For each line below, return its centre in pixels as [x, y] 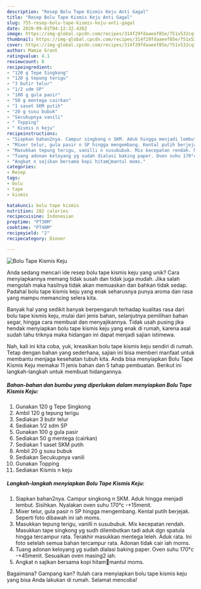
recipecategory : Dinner [36, 238]
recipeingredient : [30, 67]
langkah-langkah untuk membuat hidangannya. [65, 371]
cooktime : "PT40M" [30, 228]
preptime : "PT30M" [30, 222]
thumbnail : [20, 39]
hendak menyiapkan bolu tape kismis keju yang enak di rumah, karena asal [99, 328]
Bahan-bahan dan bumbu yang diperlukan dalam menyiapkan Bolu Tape [100, 385]
